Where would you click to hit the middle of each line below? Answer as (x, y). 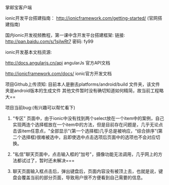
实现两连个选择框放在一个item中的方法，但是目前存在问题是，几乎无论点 (88, 125)
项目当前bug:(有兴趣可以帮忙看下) (40, 108)
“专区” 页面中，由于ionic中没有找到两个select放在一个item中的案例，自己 (88, 118)
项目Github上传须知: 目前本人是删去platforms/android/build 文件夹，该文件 (83, 84)
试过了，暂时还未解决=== (48, 161)
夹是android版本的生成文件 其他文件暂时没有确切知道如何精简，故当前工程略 (84, 90)
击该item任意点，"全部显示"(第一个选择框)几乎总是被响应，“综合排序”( (85, 131)
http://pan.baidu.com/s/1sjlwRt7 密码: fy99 (49, 41)
